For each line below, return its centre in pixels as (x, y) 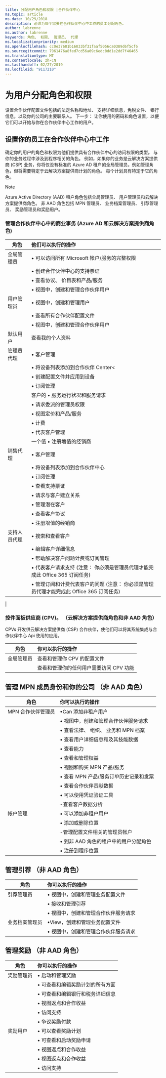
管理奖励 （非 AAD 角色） (44, 951)
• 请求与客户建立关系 (56, 496)
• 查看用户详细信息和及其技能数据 (99, 740)
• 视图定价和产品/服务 (57, 414)
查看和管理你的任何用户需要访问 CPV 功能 (86, 668)
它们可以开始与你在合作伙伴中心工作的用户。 (51, 122)
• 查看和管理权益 (79, 758)
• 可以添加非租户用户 (84, 814)
